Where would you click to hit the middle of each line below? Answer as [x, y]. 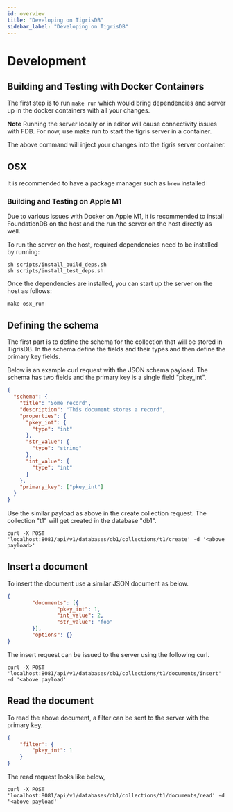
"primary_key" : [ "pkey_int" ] [62, 487]
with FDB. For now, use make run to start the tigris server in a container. [110, 131]
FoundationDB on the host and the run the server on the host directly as [110, 224]
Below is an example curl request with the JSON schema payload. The [107, 370]
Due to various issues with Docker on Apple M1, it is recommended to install [115, 217]
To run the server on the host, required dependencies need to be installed [113, 245]
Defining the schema [53, 325]
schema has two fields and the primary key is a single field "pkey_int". [107, 378]
